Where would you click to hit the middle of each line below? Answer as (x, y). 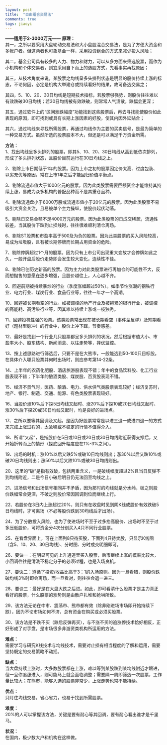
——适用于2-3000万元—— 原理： (40, 38)
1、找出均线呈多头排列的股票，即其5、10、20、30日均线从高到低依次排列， (83, 152)
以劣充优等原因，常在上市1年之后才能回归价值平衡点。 (60, 175)
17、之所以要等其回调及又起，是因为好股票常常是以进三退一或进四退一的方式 (83, 421)
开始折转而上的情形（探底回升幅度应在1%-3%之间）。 (60, 444)
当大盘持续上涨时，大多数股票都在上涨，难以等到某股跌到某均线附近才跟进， (83, 668)
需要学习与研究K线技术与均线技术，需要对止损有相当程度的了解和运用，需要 (83, 645)
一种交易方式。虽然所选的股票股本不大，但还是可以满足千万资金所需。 (77, 135)
